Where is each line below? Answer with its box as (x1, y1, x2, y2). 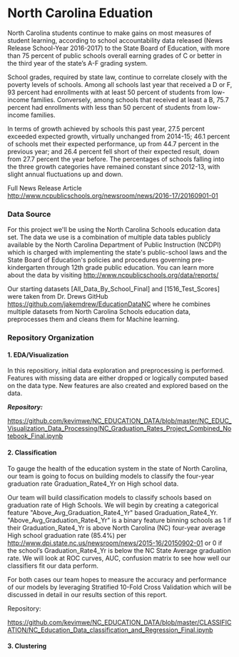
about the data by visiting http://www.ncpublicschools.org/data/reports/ (7, 271, 219, 280)
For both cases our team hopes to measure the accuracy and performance (7, 575, 227, 584)
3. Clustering (7, 642, 47, 651)
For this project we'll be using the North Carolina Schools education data (7, 225, 221, 234)
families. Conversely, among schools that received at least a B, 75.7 (31, 95, 230, 104)
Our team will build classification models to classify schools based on (7, 493, 212, 501)
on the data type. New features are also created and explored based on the (7, 382, 228, 390)
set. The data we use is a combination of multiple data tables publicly (7, 233, 211, 242)
